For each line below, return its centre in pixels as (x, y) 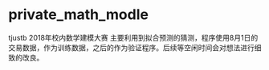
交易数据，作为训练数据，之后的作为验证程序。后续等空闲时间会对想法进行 (131, 47)
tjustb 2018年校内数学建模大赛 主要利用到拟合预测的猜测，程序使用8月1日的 (133, 37)
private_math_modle (78, 15)
